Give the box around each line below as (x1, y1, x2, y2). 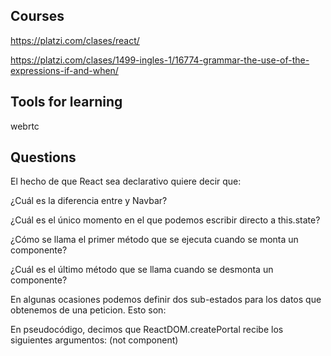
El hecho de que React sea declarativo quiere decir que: (10, 175, 242, 188)
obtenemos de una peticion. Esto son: (10, 304, 167, 316)
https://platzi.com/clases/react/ (10, 34, 140, 46)
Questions (10, 149, 77, 166)
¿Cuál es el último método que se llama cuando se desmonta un (10, 264, 274, 276)
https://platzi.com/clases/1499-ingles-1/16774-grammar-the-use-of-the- (10, 54, 310, 66)
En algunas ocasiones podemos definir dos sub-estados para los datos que (10, 294, 322, 306)
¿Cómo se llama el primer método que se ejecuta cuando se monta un (10, 234, 299, 246)
